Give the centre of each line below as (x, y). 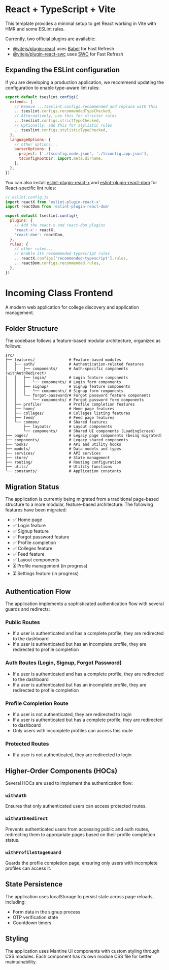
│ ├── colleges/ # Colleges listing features (68, 413)
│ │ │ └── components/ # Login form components (63, 382)
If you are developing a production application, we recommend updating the (84, 82)
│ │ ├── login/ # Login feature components (67, 378)
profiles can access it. (28, 868)
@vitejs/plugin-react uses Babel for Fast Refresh (63, 48)
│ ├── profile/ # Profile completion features (70, 405)
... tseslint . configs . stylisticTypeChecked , (61, 130)
